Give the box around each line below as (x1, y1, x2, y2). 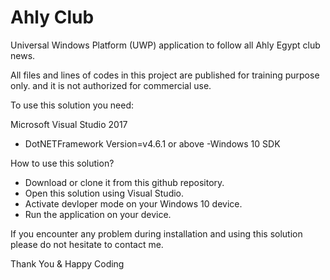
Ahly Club (10, 6, 95, 29)
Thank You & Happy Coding (10, 257, 125, 270)
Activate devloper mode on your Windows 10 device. (24, 197, 243, 210)
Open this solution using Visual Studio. (24, 187, 185, 199)
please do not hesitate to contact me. (10, 238, 164, 250)
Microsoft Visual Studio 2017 (10, 118, 128, 130)
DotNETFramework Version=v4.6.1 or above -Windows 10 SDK (24, 137, 281, 150)
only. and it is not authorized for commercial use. (10, 79, 212, 91)
